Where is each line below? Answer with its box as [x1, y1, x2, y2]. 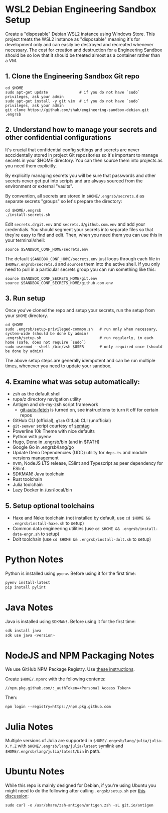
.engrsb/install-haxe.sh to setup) [12, 520, 84, 526]
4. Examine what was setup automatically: [5, 377, 140, 386]
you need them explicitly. [5, 162, 57, 169]
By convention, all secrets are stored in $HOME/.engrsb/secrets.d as [5, 192, 144, 199]
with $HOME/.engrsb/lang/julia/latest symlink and [17, 743, 124, 749]
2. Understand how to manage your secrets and [5, 126, 157, 134]
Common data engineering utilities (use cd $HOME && [12, 526, 120, 531]
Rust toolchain [12, 476, 43, 482]
